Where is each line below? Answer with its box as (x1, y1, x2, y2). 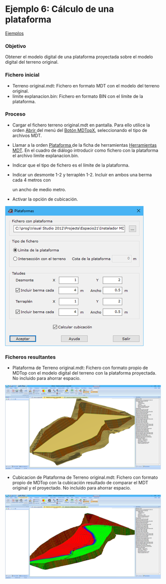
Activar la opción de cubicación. (12, 196, 78, 202)
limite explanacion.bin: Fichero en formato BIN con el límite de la (12, 93, 143, 99)
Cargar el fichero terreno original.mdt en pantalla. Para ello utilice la (12, 122, 150, 128)
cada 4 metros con (12, 177, 51, 183)
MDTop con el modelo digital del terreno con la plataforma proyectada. (12, 370, 157, 376)
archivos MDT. (12, 132, 42, 138)
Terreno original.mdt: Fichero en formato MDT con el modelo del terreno (12, 83, 160, 88)
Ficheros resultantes (5, 353, 56, 360)
